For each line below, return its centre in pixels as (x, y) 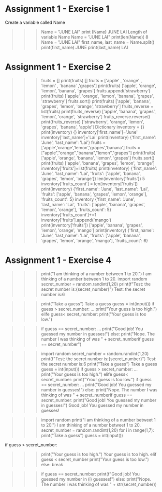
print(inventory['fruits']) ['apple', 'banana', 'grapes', (92, 225)
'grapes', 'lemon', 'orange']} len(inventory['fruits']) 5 (93, 178)
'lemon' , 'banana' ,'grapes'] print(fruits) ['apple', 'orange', (98, 86)
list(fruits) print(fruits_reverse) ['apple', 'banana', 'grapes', (98, 111)
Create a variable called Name (35, 22)
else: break (52, 464)
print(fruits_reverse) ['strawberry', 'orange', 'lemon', (92, 122)
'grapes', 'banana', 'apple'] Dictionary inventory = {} (93, 127)
